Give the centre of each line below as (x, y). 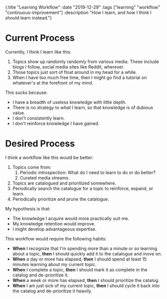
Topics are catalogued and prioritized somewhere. (64, 183)
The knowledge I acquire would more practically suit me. (71, 218)
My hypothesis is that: (28, 208)
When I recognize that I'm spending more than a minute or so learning (85, 248)
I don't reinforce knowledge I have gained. (56, 123)
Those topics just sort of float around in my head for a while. (75, 72)
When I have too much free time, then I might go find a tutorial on (79, 77)
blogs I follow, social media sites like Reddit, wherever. (68, 66)
